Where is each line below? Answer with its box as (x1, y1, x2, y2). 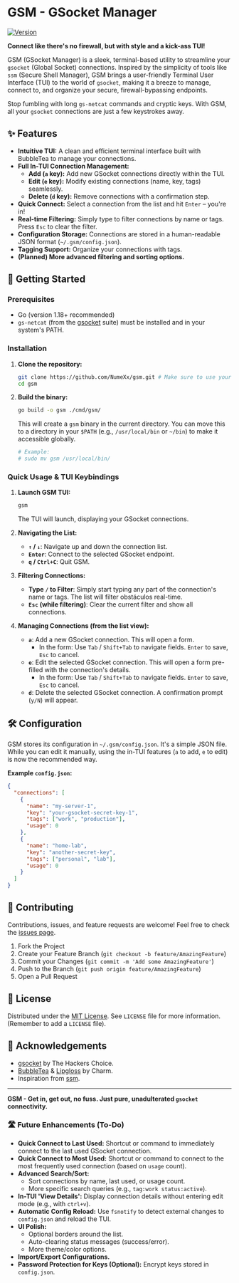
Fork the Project (17, 941, 65, 951)
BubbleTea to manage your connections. (17, 154, 137, 162)
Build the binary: (17, 393, 68, 402)
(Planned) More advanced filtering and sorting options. (17, 252, 185, 261)
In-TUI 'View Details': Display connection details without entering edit (17, 1192, 224, 1200)
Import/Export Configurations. (17, 1252, 110, 1261)
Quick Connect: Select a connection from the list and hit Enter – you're (17, 199, 226, 208)
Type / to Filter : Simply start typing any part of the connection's (28, 585, 217, 594)
